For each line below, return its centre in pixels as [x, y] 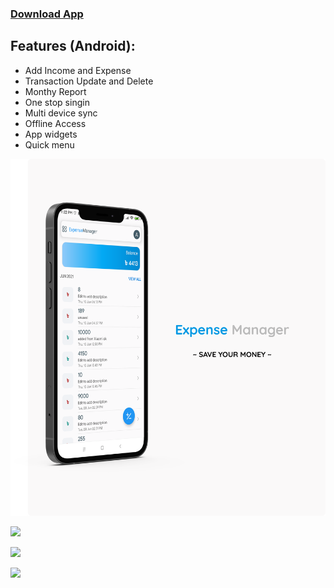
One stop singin [57, 102]
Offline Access [55, 123]
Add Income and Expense [78, 70]
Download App [47, 14]
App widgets [51, 134]
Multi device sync [61, 113]
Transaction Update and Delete [89, 81]
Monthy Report [55, 91]
